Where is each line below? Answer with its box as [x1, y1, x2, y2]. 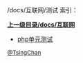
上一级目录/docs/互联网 [7, 21, 75, 29]
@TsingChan [7, 49, 41, 56]
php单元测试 [17, 35, 53, 43]
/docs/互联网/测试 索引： [7, 6, 78, 14]
